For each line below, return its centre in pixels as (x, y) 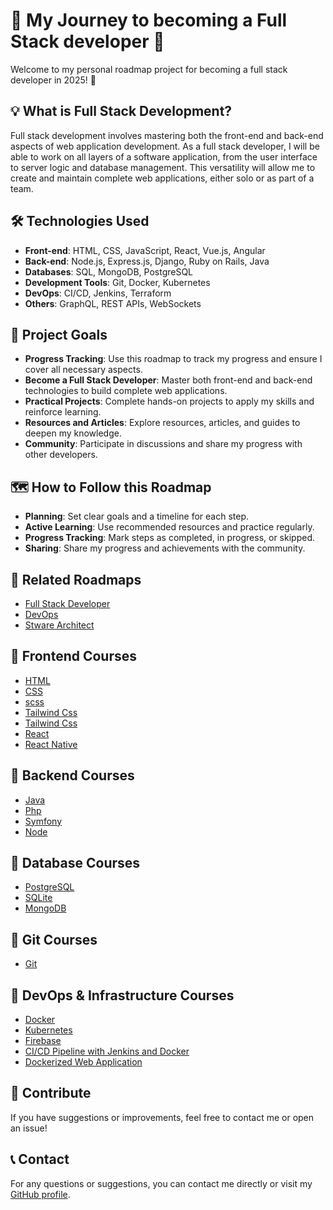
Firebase (43, 1041)
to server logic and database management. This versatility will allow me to (163, 167)
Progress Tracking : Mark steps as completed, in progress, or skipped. (169, 538)
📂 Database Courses (75, 863)
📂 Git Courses (54, 939)
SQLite (38, 898)
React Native (51, 744)
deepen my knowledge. (73, 433)
